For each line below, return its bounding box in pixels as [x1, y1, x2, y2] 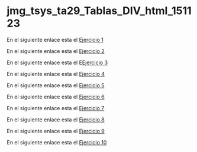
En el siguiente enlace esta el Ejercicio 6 [7, 93, 105, 100]
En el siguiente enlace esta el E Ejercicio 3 [7, 59, 108, 66]
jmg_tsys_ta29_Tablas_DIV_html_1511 [7, 4, 192, 18]
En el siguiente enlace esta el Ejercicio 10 [7, 138, 107, 146]
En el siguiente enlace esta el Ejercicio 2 [7, 47, 105, 54]
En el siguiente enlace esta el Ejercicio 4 [7, 70, 105, 77]
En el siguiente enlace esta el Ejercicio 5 [7, 81, 105, 89]
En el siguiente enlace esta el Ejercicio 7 [7, 104, 105, 111]
